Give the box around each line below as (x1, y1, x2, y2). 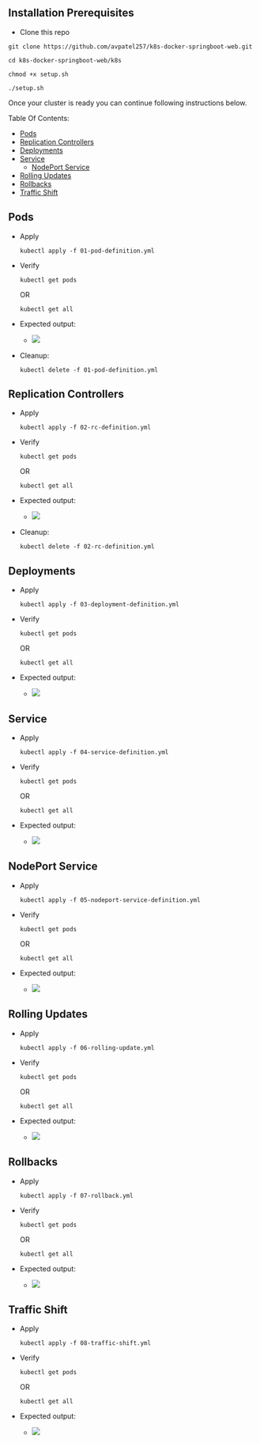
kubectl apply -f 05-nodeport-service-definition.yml (19, 896, 201, 904)
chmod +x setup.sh (8, 70, 69, 78)
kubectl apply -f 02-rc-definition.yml (19, 423, 152, 432)
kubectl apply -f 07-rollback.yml (19, 1191, 134, 1199)
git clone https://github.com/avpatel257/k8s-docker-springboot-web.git (8, 43, 253, 51)
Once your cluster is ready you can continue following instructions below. (8, 98, 247, 108)
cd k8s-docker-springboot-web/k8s (8, 56, 122, 64)
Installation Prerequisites (8, 6, 134, 20)
